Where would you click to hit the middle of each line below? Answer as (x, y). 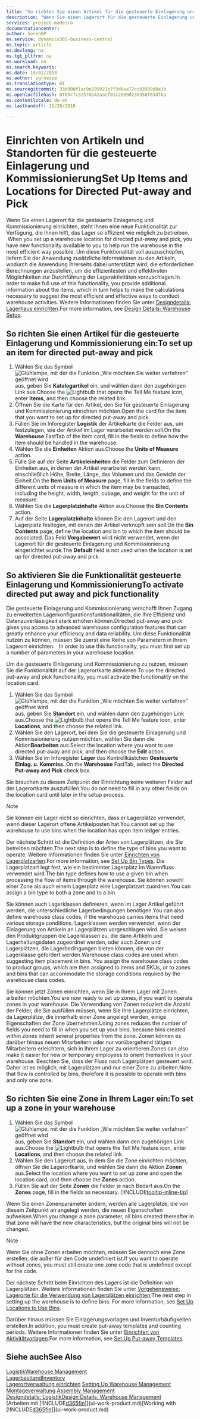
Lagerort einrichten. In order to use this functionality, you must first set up (98, 646)
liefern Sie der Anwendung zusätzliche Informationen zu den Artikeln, (91, 258)
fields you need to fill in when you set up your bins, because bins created (96, 1030)
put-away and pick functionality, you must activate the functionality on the (97, 677)
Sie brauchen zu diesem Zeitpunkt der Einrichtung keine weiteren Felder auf (99, 782)
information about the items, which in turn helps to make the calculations (95, 290)
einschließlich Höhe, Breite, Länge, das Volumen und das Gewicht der (100, 475)
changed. (18, 1229)
